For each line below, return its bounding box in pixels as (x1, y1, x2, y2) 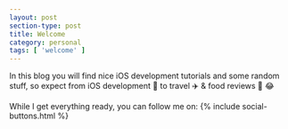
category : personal (9, 37, 82, 47)
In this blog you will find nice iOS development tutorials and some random (9, 70, 280, 81)
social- (242, 101, 267, 112)
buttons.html (9, 110, 56, 121)
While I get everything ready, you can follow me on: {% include (9, 101, 241, 112)
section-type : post (9, 21, 82, 30)
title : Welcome (9, 29, 66, 38)
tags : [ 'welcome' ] (9, 46, 86, 55)
